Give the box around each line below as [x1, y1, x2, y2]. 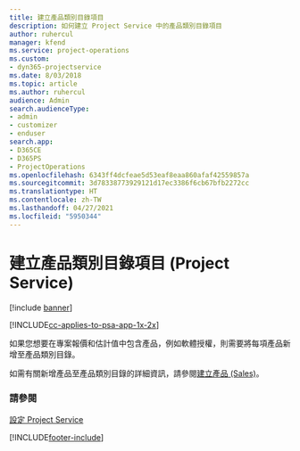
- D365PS [9, 153, 42, 163]
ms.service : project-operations [9, 46, 129, 55]
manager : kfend [9, 37, 66, 47]
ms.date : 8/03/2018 [9, 71, 82, 80]
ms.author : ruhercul [9, 87, 87, 96]
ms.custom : [9, 54, 50, 63]
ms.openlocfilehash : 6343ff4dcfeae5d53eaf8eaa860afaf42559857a [9, 170, 250, 179]
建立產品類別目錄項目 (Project [9, 253, 230, 273]
